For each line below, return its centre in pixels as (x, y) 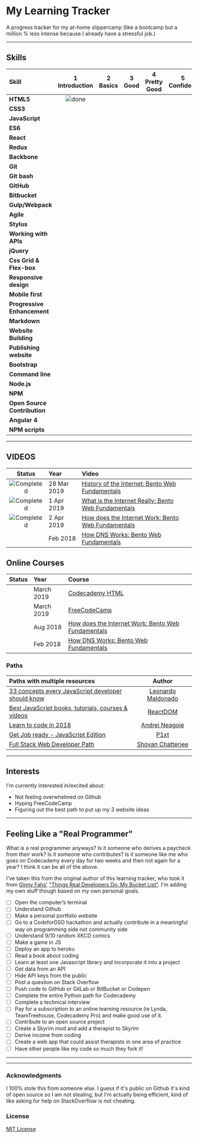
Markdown (24, 321)
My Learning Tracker (58, 11)
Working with (29, 234)
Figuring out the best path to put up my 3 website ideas (82, 810)
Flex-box (22, 267)
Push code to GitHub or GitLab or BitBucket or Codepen (82, 989)
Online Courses (35, 563)
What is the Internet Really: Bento (128, 500)
